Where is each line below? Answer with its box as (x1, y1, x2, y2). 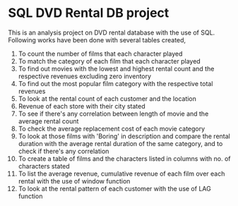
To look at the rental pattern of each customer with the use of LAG (18, 184, 211, 193)
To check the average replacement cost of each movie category (18, 124, 206, 133)
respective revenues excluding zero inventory (18, 72, 151, 80)
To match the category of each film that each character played (18, 56, 201, 65)
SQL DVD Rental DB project (8, 5, 169, 21)
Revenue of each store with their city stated (18, 102, 145, 110)
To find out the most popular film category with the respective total (18, 79, 213, 87)
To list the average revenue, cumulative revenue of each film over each (18, 169, 225, 178)
